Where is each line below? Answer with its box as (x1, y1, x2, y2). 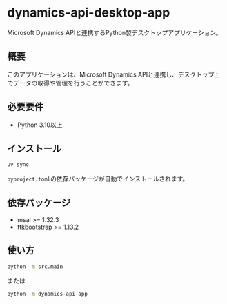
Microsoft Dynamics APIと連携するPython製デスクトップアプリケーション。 (7, 28, 222, 37)
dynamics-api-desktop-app (7, 5, 170, 21)
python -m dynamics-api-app (7, 290, 88, 297)
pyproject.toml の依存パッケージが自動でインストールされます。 (7, 174, 189, 183)
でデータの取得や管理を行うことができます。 (7, 79, 134, 87)
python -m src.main (7, 263, 63, 270)
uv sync (7, 161, 30, 168)
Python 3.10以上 (17, 121, 63, 129)
